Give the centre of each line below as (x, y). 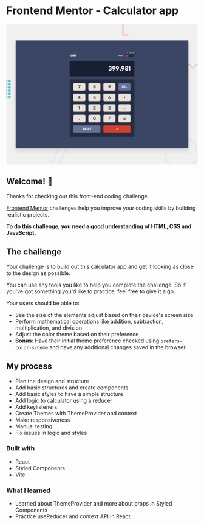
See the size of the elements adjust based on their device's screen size (104, 315)
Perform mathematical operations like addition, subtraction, (89, 321)
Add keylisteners (36, 407)
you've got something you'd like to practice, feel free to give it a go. (91, 291)
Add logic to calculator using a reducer (64, 400)
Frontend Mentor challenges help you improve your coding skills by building (101, 208)
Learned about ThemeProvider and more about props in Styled (93, 504)
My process (29, 367)
